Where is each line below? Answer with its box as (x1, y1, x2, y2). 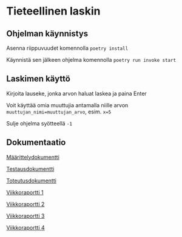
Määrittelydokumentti (6, 153, 59, 161)
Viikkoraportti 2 (6, 200, 45, 207)
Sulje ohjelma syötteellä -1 (6, 119, 73, 127)
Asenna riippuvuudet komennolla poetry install (6, 44, 129, 52)
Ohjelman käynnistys (6, 28, 89, 39)
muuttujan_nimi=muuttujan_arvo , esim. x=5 (6, 108, 112, 115)
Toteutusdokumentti (6, 177, 56, 184)
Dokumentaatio (6, 138, 66, 148)
